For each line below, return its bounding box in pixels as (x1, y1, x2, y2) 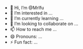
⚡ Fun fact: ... (10, 39, 38, 45)
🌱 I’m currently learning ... (10, 15, 64, 21)
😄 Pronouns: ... (10, 33, 43, 39)
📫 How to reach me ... (10, 26, 57, 32)
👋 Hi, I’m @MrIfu (10, 5, 44, 10)
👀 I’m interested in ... (10, 10, 53, 16)
